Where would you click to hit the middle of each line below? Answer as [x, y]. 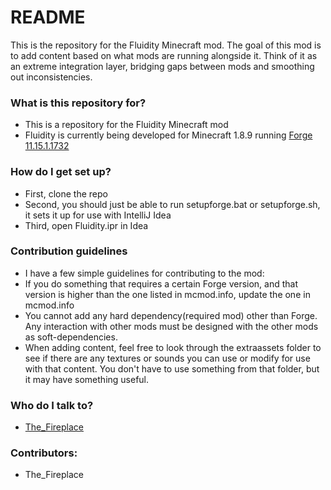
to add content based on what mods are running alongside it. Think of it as [164, 55]
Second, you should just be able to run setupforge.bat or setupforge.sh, [172, 204]
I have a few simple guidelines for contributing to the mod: [144, 273]
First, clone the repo [66, 193]
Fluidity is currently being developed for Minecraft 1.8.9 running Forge [168, 135]
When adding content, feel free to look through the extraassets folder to [173, 347]
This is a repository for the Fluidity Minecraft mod [126, 125]
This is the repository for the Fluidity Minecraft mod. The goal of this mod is [166, 45]
